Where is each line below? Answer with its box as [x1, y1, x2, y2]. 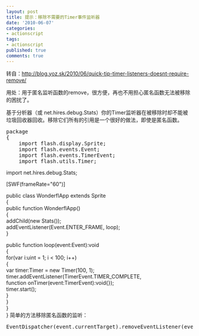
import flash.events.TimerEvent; [18, 152, 116, 159]
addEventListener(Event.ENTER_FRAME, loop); [6, 223, 120, 230]
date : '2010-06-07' [6, 20, 54, 26]
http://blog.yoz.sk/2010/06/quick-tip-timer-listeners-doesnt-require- [21, 69, 190, 77]
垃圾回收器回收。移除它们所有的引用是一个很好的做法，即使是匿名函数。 [6, 116, 182, 123]
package [6, 128, 28, 135]
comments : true [6, 53, 44, 59]
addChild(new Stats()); [6, 217, 62, 224]
